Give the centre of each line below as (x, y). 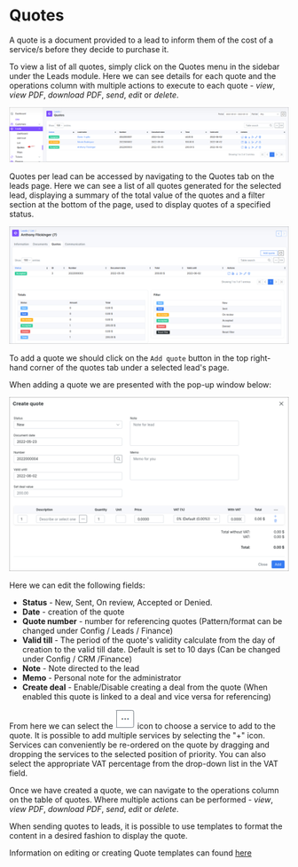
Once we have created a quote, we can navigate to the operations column (144, 790)
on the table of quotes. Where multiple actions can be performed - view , (141, 800)
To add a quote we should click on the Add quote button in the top (129, 358)
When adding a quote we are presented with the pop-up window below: (141, 385)
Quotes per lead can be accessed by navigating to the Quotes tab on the (142, 176)
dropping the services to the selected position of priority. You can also (137, 754)
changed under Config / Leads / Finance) (98, 630)
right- (261, 358)
